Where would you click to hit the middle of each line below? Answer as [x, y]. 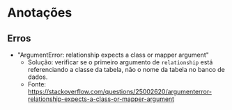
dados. [38, 77]
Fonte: [37, 84]
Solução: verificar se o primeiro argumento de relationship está [120, 62]
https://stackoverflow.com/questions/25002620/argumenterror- [120, 92]
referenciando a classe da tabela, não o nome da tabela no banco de [126, 70]
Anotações [40, 13]
